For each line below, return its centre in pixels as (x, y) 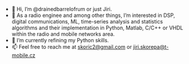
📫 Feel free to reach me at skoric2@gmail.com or (72, 47)
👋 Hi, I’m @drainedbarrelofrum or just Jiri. (62, 9)
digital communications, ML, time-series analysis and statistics (87, 21)
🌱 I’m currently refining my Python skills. (60, 40)
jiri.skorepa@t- (151, 47)
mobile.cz (23, 55)
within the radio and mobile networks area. (63, 34)
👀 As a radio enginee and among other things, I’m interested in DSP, (93, 15)
